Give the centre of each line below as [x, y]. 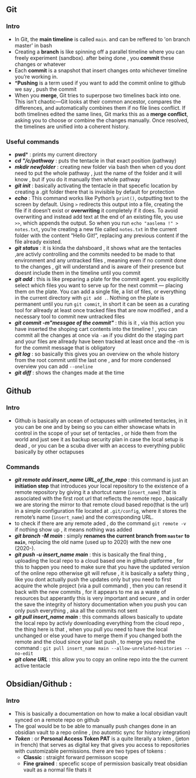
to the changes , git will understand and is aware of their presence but [99, 266]
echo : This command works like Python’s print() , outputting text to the [101, 198]
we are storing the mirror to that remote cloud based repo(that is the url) [102, 505]
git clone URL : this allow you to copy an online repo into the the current [101, 659]
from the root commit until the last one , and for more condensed [93, 360]
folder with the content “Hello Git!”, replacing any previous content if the [101, 235]
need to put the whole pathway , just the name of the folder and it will [98, 173]
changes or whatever [40, 64]
